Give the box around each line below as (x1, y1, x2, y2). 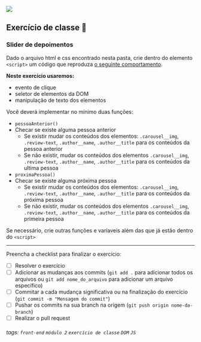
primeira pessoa (23, 215, 64, 222)
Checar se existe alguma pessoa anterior (14, 126, 117, 133)
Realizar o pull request (14, 314, 71, 322)
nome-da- (171, 302, 193, 308)
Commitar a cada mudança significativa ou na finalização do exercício (14, 288, 188, 295)
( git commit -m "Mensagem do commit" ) (14, 295, 111, 302)
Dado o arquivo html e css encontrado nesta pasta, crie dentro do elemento (6, 54, 193, 61)
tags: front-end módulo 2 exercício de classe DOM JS (6, 328, 136, 335)
